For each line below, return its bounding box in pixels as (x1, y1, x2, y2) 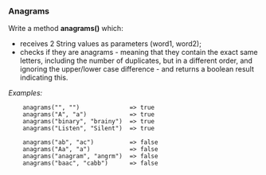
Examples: (8, 88, 43, 98)
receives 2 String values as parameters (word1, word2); (19, 39, 201, 49)
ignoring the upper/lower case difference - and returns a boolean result (19, 64, 255, 74)
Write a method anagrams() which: (8, 24, 123, 33)
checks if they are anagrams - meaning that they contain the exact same (19, 48, 258, 57)
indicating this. (19, 73, 68, 83)
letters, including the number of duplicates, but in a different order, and (19, 56, 253, 65)
